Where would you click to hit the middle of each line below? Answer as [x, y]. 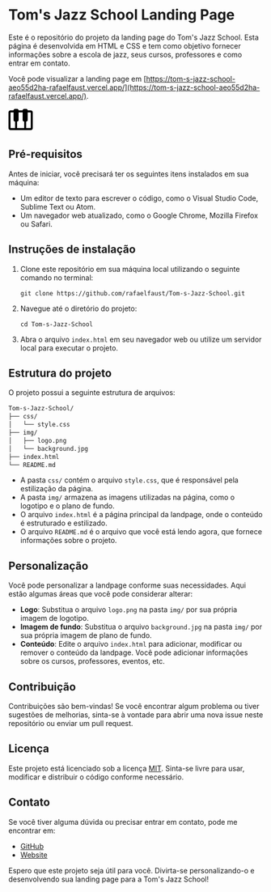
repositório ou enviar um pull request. [71, 723]
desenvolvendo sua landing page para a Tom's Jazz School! [109, 879]
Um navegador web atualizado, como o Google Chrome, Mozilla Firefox [139, 215]
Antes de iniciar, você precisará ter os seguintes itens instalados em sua [129, 174]
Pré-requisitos [46, 154]
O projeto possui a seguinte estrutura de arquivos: [92, 393]
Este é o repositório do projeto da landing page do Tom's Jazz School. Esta [133, 37]
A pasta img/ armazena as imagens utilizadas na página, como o [127, 497]
